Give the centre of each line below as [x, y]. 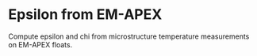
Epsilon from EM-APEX [85, 15]
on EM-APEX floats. [40, 44]
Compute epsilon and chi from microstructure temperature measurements [129, 36]
